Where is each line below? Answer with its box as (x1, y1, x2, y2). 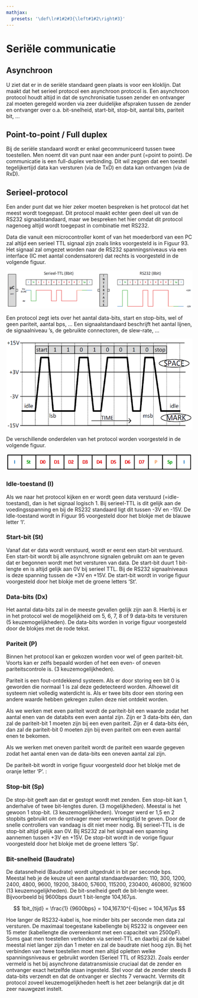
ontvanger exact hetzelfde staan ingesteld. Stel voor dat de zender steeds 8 (6, 967, 191, 974)
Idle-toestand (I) (6, 480, 54, 488)
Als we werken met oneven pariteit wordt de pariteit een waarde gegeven (6, 744, 185, 751)
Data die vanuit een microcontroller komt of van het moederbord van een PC (6, 233, 193, 240)
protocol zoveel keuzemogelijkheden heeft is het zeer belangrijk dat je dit (6, 979, 184, 986)
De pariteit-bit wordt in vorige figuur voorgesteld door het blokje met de (6, 762, 181, 769)
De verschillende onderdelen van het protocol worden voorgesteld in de (6, 435, 181, 443)
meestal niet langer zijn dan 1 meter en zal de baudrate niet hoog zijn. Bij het (6, 941, 192, 948)
